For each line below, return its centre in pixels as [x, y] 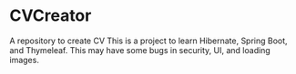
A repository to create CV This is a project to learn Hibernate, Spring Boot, [149, 41]
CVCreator [51, 16]
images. [24, 60]
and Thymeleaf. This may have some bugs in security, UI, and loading [140, 50]
